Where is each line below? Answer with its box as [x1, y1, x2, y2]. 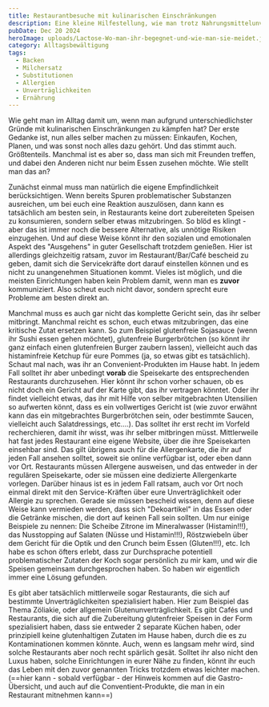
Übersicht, [8, 682, 43, 692]
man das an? [8, 167, 50, 176]
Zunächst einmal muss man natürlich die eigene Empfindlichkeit [8, 182, 219, 192]
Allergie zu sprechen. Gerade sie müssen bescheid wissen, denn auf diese [8, 496, 255, 506]
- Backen [15, 57, 45, 65]
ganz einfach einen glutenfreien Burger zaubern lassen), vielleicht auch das [8, 342, 258, 353]
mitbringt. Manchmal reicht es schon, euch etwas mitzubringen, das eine [8, 317, 249, 327]
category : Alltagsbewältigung [8, 42, 110, 50]
